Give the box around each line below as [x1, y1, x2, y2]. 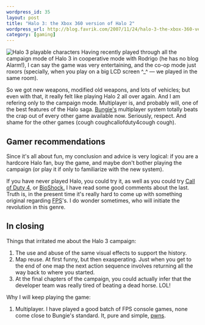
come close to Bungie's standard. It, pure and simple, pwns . [15, 312, 166, 319]
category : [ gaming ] [6, 32, 56, 38]
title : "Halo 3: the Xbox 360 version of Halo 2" [6, 20, 135, 26]
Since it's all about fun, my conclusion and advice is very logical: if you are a [6, 152, 198, 159]
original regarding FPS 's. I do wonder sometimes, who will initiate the [6, 197, 180, 204]
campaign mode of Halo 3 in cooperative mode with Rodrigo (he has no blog [6, 55, 199, 62]
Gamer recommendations [6, 136, 106, 147]
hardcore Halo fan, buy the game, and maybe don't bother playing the [6, 159, 182, 166]
